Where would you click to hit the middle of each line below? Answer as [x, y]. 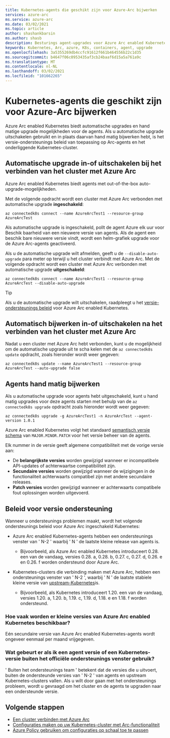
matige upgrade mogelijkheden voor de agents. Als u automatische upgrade [84, 131]
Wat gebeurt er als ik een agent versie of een [61, 652]
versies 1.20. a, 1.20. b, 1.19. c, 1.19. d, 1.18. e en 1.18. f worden [83, 598]
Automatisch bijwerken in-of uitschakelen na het [84, 324]
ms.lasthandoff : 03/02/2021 [35, 72]
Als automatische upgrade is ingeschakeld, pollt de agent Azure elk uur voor [85, 227]
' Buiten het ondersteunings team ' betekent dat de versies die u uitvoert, [81, 670]
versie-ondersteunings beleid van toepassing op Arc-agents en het [75, 142]
